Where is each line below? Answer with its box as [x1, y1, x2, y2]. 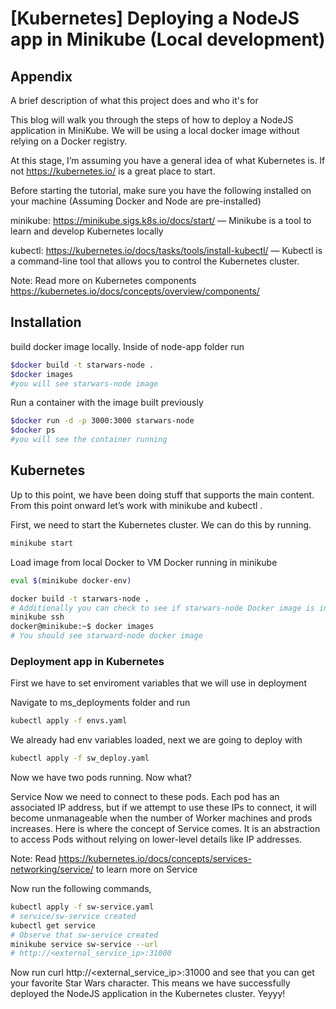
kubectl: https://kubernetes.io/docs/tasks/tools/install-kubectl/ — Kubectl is [10, 245, 323, 256]
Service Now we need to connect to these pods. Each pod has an [10, 791, 280, 803]
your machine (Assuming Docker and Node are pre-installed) [10, 195, 262, 207]
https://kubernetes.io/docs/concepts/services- [58, 853, 252, 865]
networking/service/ [10, 863, 94, 876]
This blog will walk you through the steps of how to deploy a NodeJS [10, 114, 294, 126]
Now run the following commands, [10, 883, 152, 895]
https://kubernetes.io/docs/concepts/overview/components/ [10, 285, 260, 297]
